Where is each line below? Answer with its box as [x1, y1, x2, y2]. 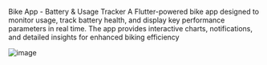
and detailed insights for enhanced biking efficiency [8, 32, 180, 42]
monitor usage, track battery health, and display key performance [8, 15, 225, 25]
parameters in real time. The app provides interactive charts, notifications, [8, 24, 253, 33]
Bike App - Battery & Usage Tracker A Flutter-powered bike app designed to [8, 7, 259, 16]
